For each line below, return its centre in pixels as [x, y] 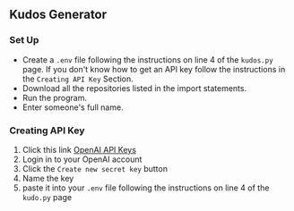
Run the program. [55, 97]
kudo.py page [47, 197]
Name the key [48, 178]
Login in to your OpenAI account [82, 159]
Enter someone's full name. [73, 107]
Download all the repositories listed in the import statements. [134, 88]
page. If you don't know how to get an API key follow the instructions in [154, 69]
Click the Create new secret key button [95, 168]
